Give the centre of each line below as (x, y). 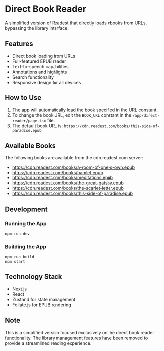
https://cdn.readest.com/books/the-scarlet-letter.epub (68, 188)
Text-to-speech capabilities (40, 66)
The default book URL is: (38, 126)
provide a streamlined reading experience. (48, 343)
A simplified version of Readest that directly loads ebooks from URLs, (76, 23)
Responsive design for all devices (47, 82)
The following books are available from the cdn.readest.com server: (74, 158)
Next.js (20, 289)
